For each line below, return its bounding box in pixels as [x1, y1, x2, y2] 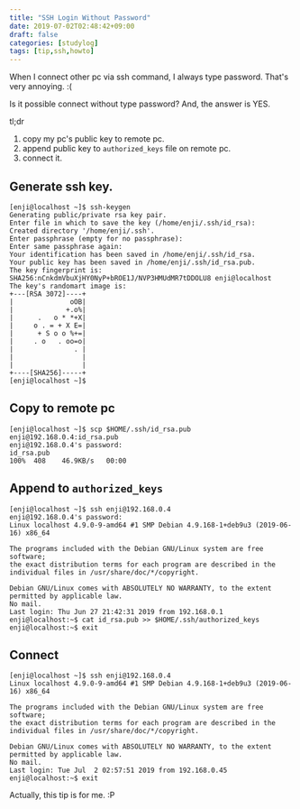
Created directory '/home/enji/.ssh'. [9, 226, 155, 235]
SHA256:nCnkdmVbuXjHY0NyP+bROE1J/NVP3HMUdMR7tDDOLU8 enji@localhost [9, 273, 272, 282]
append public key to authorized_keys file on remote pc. [22, 143, 232, 154]
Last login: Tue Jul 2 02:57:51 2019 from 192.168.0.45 [9, 766, 228, 776]
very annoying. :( [9, 81, 72, 92]
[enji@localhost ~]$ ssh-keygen [9, 202, 131, 212]
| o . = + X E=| [9, 321, 87, 330]
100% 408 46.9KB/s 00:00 [9, 456, 127, 465]
